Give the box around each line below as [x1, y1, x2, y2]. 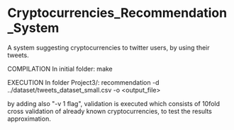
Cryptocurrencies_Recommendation [7, 5, 228, 21]
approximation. [7, 114, 51, 123]
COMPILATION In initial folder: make [7, 64, 113, 73]
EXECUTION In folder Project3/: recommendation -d [7, 78, 160, 86]
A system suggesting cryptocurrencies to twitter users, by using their [7, 43, 210, 52]
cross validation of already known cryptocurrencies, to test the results [7, 107, 213, 115]
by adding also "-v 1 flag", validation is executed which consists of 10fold [7, 99, 221, 107]
